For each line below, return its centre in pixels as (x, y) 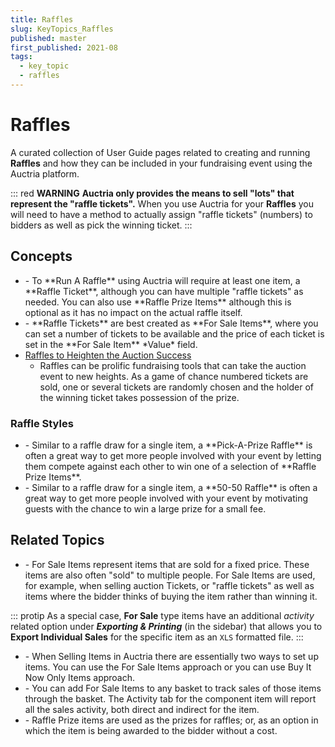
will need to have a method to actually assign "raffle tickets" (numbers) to (161, 214)
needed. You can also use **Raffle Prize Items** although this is (158, 302)
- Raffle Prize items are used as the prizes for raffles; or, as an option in (171, 720)
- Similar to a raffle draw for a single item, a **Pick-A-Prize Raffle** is (168, 445)
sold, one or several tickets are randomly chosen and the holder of (176, 387)
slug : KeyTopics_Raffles (62, 29)
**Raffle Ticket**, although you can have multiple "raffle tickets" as (164, 291)
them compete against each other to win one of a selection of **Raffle (170, 466)
